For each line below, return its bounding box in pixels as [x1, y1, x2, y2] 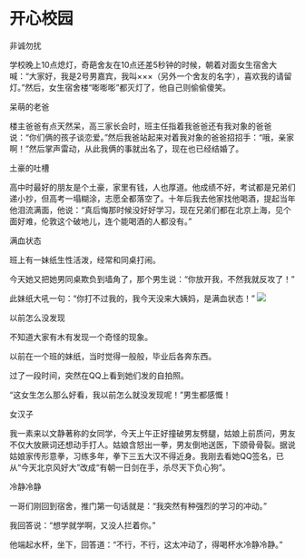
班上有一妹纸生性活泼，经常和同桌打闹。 [9, 254, 161, 265]
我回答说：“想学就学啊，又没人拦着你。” [9, 519, 156, 531]
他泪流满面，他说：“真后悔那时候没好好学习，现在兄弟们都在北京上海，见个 [9, 204, 292, 215]
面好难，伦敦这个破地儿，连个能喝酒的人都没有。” [9, 215, 192, 227]
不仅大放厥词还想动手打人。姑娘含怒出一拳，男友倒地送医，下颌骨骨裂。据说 [9, 439, 296, 450]
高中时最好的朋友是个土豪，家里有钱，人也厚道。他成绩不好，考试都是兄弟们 [9, 181, 296, 192]
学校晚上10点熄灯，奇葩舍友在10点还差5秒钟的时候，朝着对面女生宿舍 [9, 59, 270, 70]
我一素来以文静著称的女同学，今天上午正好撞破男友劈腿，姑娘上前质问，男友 [9, 427, 296, 438]
